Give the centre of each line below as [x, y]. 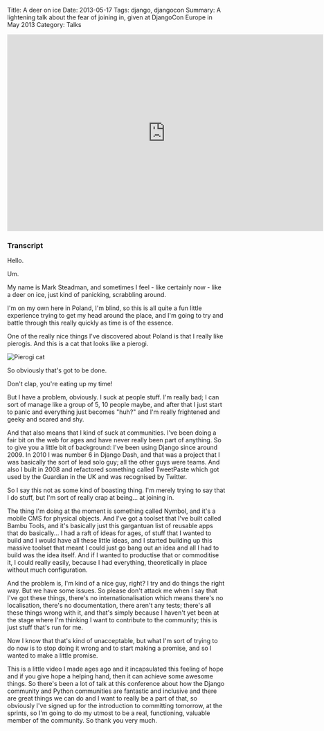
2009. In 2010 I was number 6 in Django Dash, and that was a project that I [114, 455]
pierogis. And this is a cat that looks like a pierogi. [78, 344]
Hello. [16, 261]
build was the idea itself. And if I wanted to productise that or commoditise [113, 555]
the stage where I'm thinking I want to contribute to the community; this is [112, 620]
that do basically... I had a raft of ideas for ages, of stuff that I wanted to [109, 533]
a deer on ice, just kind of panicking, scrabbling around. [87, 295]
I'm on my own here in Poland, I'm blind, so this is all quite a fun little [105, 308]
